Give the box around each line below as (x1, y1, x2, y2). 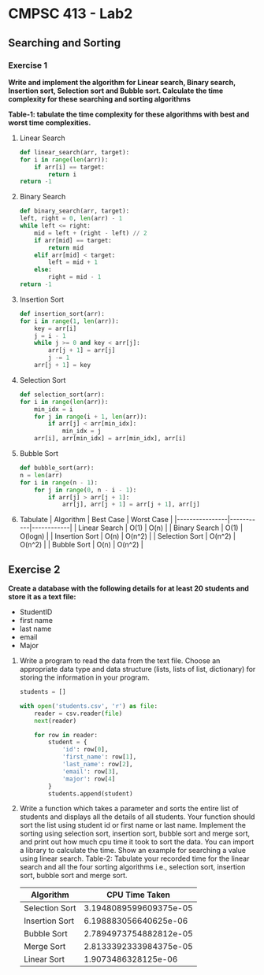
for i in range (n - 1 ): (19, 478, 99, 487)
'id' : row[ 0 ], (61, 746, 109, 754)
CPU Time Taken (106, 889, 171, 900)
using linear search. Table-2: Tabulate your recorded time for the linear (19, 854, 250, 863)
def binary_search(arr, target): (19, 207, 130, 215)
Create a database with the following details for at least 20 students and (8, 584, 250, 593)
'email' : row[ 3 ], (61, 767, 120, 776)
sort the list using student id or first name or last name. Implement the (19, 821, 247, 830)
